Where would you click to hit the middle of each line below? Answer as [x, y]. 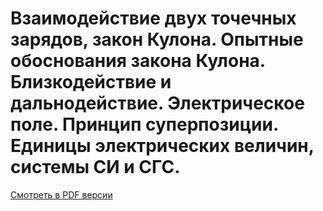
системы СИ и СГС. [95, 167]
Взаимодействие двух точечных [153, 18]
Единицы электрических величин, [162, 146]
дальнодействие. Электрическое [157, 103]
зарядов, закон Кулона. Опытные [157, 39]
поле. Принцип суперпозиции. [144, 124]
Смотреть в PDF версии [61, 194]
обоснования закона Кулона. [138, 61]
